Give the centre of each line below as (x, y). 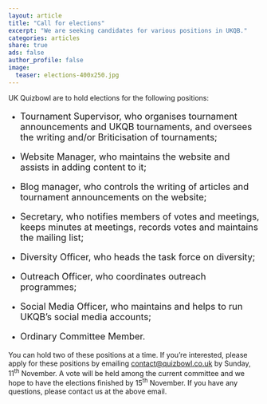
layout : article (35, 16)
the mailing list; (52, 238)
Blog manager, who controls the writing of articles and (134, 186)
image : (19, 68)
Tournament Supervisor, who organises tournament (128, 116)
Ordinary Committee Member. (82, 336)
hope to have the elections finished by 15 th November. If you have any (123, 382)
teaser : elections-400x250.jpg (67, 75)
